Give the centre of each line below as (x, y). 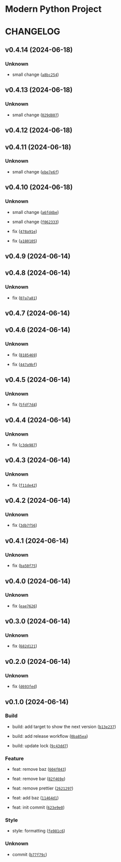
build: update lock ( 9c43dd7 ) (40, 746)
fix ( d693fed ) (25, 687)
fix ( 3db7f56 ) (25, 525)
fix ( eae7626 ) (25, 606)
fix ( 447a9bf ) (25, 364)
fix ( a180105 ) (25, 241)
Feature (14, 759)
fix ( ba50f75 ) (25, 566)
